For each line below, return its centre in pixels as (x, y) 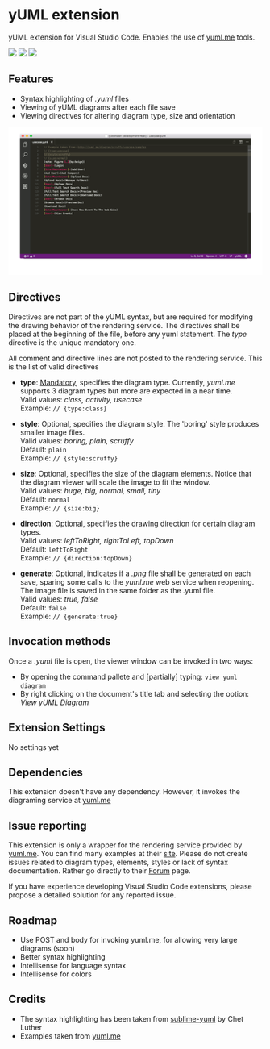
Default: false (43, 607)
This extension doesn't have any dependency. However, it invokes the (124, 792)
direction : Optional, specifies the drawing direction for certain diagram (137, 523)
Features (31, 79)
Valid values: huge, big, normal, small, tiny (90, 490)
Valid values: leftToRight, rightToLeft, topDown (97, 540)
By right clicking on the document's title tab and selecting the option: (135, 693)
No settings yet (33, 747)
